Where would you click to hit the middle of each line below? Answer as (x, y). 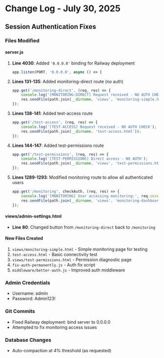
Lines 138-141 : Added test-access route (52, 114)
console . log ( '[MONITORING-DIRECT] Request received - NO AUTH (86, 95)
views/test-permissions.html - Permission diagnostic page (72, 260)
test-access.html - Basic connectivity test (55, 254)
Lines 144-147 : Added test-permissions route (58, 145)
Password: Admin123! (34, 299)
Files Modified (22, 41)
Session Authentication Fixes (51, 27)
